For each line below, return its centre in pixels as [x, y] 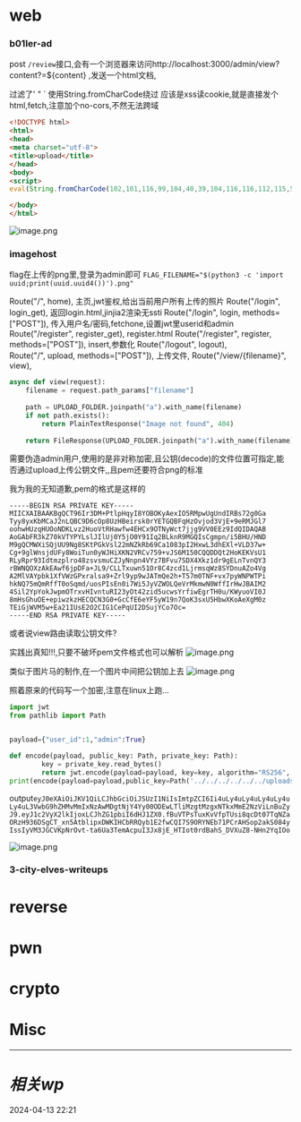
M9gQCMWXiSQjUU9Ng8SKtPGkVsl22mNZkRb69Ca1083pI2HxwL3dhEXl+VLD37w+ [138, 545]
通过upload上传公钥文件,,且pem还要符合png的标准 [110, 470]
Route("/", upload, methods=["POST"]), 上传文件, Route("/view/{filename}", [148, 355]
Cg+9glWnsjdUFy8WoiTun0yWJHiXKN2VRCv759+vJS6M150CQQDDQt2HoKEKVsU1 [138, 553]
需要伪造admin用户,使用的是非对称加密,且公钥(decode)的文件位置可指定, [143, 458]
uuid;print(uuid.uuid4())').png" [72, 284]
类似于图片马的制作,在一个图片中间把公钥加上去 [97, 672]
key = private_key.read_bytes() [102, 764]
